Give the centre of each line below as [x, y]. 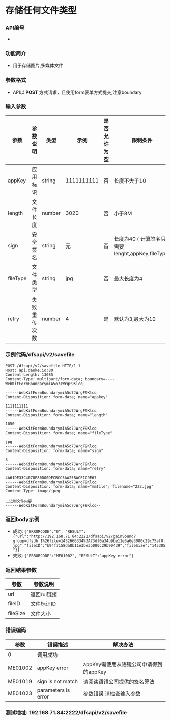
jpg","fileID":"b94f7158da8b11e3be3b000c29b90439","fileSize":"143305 [89, 545]
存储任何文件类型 [41, 10]
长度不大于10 [130, 181]
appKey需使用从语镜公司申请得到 [123, 664]
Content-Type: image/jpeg [33, 491]
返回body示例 [22, 519]
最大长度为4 [128, 279]
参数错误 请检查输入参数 [112, 693]
